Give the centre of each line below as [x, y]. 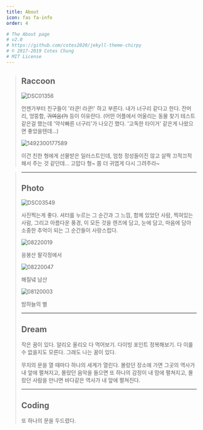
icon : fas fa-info [29, 18]
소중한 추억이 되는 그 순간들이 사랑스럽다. [69, 230]
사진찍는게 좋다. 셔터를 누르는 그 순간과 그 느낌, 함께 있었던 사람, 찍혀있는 [107, 215]
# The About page [28, 34]
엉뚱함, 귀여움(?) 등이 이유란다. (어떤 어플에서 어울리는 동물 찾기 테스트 [112, 116]
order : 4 [17, 23]
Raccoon [38, 81]
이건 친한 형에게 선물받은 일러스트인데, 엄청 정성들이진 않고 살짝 [96, 156]
